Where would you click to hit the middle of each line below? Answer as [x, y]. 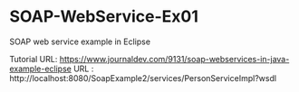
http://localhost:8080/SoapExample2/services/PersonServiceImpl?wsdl [143, 78]
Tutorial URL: [34, 59]
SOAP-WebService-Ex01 [104, 17]
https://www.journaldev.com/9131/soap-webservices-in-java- [174, 59]
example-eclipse [41, 69]
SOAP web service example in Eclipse [80, 41]
